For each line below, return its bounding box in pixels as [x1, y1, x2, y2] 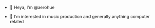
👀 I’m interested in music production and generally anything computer [9, 14, 150, 19]
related [9, 19, 24, 24]
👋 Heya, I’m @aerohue [9, 5, 55, 10]
